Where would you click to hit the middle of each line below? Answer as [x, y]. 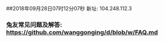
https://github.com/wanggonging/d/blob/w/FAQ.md [82, 32]
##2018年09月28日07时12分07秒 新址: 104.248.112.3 [69, 8]
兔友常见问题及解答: [34, 25]
